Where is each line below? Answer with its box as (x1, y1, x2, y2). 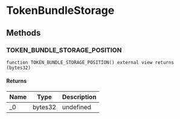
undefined (62, 103, 92, 112)
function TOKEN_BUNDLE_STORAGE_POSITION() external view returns (6, 59, 174, 65)
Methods (6, 28, 41, 38)
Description (62, 93, 97, 101)
